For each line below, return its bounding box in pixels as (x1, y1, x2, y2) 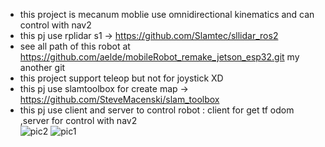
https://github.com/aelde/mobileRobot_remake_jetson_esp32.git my (19, 51, 300, 63)
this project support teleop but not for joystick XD (19, 72, 224, 84)
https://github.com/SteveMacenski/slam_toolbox (19, 94, 220, 105)
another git (19, 62, 66, 73)
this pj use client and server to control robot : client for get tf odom (19, 104, 295, 116)
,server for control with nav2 (19, 115, 138, 126)
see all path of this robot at (19, 40, 131, 52)
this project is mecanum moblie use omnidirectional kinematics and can (19, 9, 315, 20)
